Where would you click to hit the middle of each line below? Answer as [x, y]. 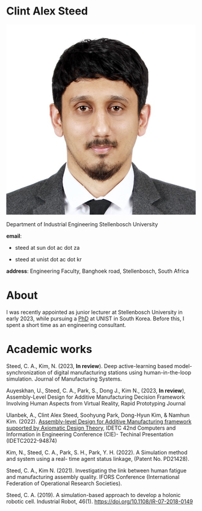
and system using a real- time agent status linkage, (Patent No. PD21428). [98, 459]
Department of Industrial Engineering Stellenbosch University [82, 224]
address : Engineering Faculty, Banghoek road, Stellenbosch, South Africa [98, 271]
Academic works [49, 350]
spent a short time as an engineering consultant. [66, 325]
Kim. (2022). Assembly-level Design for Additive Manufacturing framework [99, 421]
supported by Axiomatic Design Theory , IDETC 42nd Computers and [91, 428]
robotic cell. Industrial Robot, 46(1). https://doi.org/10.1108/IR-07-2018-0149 [100, 501]
